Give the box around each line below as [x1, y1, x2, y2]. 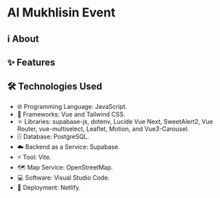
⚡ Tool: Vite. [16, 153, 51, 161]
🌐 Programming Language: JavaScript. [16, 102, 127, 110]
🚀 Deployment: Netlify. [16, 183, 81, 191]
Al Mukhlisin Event [7, 5, 116, 21]
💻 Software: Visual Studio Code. [16, 173, 110, 182]
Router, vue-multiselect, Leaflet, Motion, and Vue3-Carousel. [16, 125, 190, 133]
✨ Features [7, 56, 56, 68]
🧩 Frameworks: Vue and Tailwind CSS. [16, 110, 125, 118]
